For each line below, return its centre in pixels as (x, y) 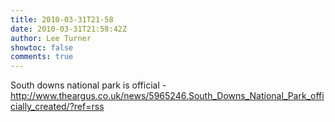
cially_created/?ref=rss (57, 107)
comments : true (42, 57)
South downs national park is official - (88, 85)
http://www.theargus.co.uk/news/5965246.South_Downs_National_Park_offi (167, 96)
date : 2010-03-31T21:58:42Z (69, 29)
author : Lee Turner (51, 38)
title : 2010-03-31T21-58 (62, 19)
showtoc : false (42, 47)
